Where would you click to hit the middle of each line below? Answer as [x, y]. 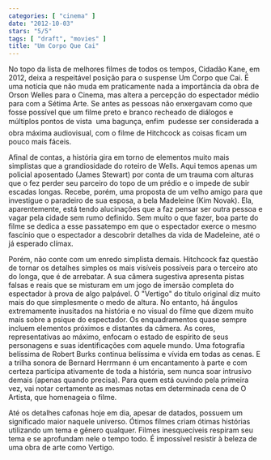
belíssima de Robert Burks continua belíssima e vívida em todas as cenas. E [135, 355]
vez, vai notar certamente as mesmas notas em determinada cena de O [127, 389]
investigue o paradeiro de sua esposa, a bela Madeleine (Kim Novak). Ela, [131, 200]
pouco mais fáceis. [40, 142]
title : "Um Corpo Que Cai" [54, 46]
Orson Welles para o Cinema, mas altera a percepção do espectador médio [134, 95]
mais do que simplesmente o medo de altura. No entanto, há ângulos [123, 303]
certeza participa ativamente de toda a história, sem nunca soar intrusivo [130, 372]
